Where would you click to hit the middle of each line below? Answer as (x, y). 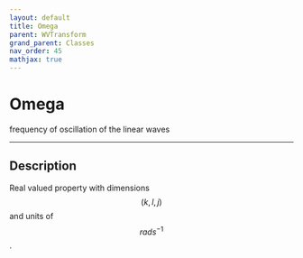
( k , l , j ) (151, 202)
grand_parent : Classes (52, 43)
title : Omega (34, 26)
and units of (32, 216)
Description (43, 166)
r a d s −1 (151, 231)
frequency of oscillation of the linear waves (90, 129)
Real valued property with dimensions (80, 188)
